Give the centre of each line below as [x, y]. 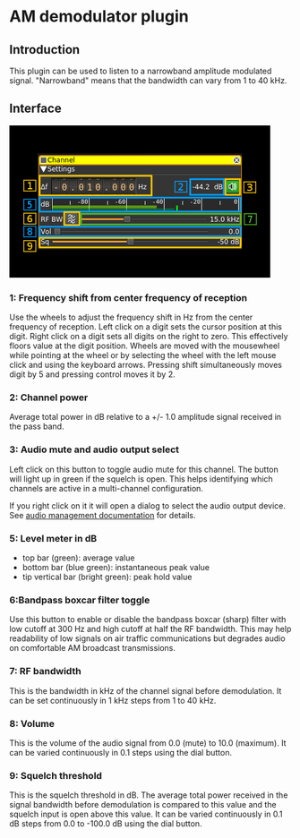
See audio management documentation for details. [103, 515]
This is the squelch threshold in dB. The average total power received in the [149, 795]
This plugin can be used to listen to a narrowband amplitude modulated [141, 71]
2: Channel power [49, 398]
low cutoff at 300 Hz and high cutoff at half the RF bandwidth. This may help [150, 629]
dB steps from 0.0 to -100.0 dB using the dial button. [106, 824]
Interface [35, 109]
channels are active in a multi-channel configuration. [107, 488]
